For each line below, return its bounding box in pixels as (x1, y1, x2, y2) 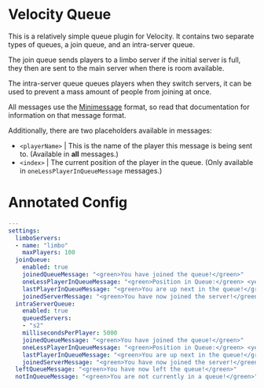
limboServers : (15, 234, 61, 242)
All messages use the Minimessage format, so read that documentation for (8, 102, 250, 112)
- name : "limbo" (15, 241, 68, 249)
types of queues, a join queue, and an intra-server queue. (8, 39, 195, 49)
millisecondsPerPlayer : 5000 (22, 329, 118, 337)
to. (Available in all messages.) (19, 149, 119, 159)
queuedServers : (22, 314, 72, 323)
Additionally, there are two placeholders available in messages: (8, 126, 212, 135)
